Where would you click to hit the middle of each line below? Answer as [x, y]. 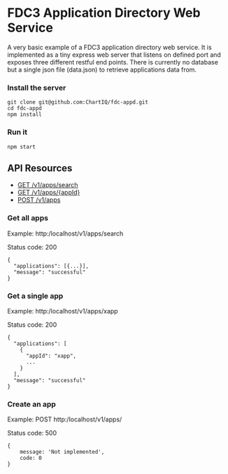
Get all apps [28, 218]
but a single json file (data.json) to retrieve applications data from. [102, 69]
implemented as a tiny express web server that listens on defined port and [114, 55]
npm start [22, 147]
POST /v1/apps [39, 200]
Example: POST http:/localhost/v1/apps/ [65, 419]
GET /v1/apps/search [48, 185]
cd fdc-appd [24, 109]
